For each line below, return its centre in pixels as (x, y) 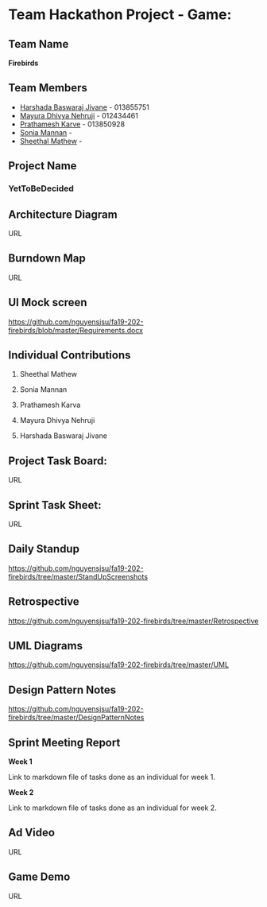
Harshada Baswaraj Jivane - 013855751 (84, 107)
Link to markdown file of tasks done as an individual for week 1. (112, 777)
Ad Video (32, 833)
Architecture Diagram (63, 214)
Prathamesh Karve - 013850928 (72, 124)
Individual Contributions (70, 355)
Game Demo (39, 877)
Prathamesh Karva (50, 405)
